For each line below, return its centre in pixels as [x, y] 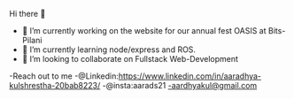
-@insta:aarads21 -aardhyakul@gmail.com [180, 85]
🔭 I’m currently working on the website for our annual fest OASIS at [144, 30]
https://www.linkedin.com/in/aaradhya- [190, 76]
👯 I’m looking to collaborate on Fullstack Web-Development [130, 59]
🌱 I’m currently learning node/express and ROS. [109, 49]
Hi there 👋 [27, 14]
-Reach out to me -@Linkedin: [64, 76]
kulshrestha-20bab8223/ [55, 85]
